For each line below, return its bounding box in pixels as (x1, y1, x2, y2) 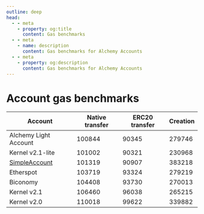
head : (6, 15, 20, 21)
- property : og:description (17, 59, 88, 65)
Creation (169, 117, 195, 125)
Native (87, 113, 106, 122)
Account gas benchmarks (6, 92, 140, 105)
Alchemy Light (9, 131, 50, 139)
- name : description (17, 43, 69, 49)
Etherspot (9, 168, 38, 176)
